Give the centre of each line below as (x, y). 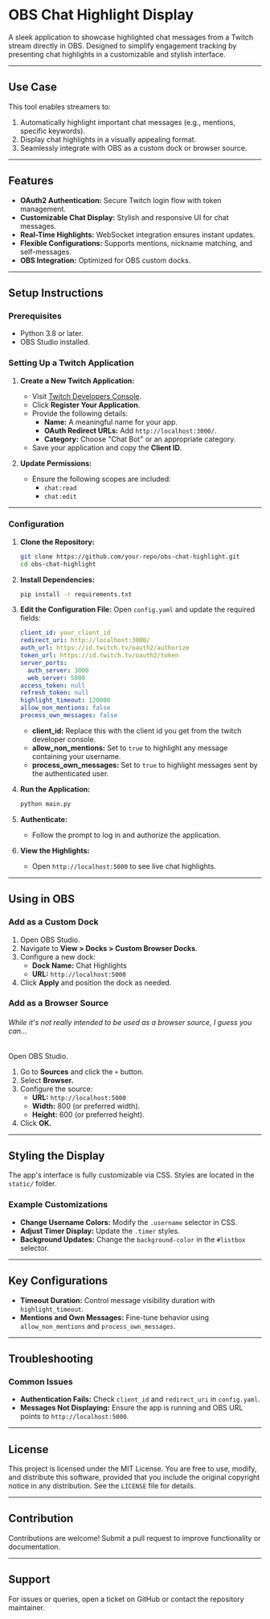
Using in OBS (41, 899)
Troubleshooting (51, 1358)
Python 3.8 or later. (51, 334)
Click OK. (36, 1123)
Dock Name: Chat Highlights (79, 965)
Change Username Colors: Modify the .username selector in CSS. (129, 1222)
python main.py (45, 803)
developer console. (64, 739)
